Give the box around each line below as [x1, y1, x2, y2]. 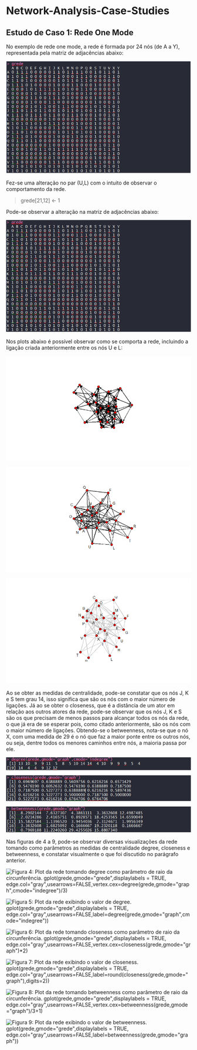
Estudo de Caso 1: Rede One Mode [6, 28, 134, 38]
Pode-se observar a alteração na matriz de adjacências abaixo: [6, 208, 159, 215]
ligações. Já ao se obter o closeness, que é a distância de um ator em [6, 702, 175, 709]
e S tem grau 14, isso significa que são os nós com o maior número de [6, 696, 176, 703]
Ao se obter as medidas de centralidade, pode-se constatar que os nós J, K [6, 689, 189, 697]
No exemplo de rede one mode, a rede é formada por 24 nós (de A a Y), [6, 43, 180, 50]
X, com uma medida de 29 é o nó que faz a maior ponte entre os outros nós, [6, 733, 191, 740]
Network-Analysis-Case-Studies [6, 4, 170, 18]
